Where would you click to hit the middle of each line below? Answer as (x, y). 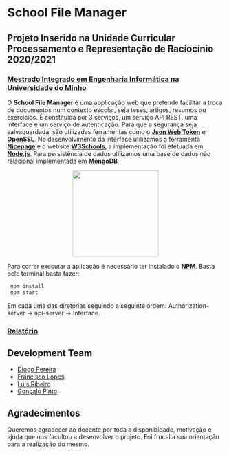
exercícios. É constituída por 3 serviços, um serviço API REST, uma (102, 117)
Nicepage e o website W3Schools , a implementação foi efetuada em (105, 146)
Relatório (23, 331)
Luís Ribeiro (34, 384)
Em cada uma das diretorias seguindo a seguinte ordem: (87, 306)
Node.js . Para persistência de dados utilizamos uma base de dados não (109, 153)
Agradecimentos (44, 413)
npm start (24, 292)
